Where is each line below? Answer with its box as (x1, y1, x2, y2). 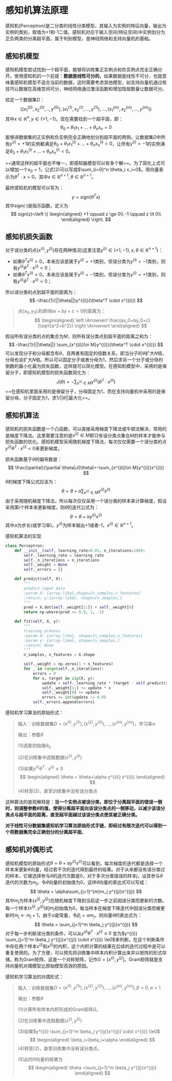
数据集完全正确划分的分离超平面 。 (14, 828, 86, 835)
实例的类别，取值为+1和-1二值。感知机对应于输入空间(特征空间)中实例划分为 (5, 29, 165, 35)
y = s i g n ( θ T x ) (71, 193, 101, 200)
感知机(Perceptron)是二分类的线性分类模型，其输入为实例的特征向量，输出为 (5, 23, 167, 29)
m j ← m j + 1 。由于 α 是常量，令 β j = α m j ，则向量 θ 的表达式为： (14, 912, 142, 920)
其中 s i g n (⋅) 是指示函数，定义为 (5, 202, 69, 209)
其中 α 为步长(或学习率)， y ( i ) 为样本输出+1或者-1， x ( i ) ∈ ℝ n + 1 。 (5, 521, 136, 528)
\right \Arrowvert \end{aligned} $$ (74, 322, 147, 328)
